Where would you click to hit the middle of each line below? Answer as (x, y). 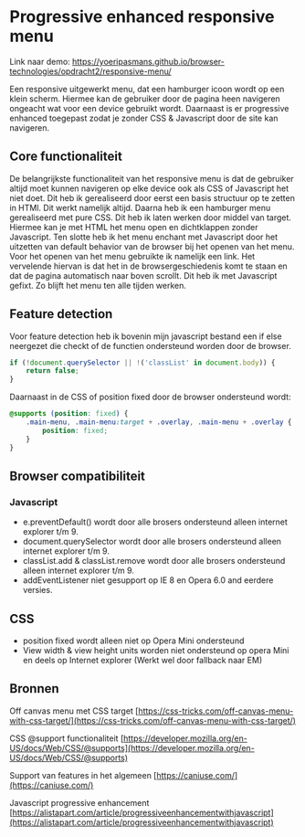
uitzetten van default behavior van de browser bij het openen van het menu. (152, 246)
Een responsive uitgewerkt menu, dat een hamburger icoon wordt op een (147, 89)
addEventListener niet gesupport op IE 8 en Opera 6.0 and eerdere (148, 580)
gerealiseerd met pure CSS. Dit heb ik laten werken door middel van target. (151, 217)
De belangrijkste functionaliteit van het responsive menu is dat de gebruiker (152, 178)
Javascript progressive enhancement (79, 802)
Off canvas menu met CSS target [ (74, 711)
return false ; (53, 371)
